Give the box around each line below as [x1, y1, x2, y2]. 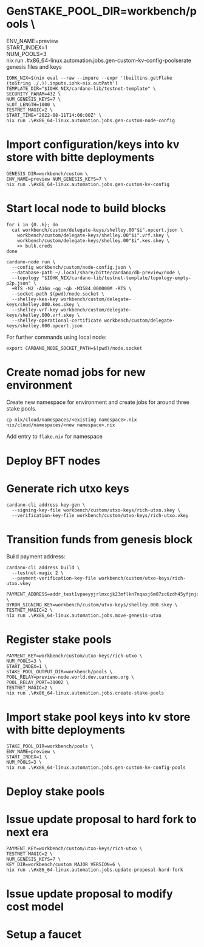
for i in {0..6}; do [6, 221, 59, 227]
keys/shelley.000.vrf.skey [6, 312, 75, 318]
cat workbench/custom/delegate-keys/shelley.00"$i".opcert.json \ [12, 227, 183, 233]
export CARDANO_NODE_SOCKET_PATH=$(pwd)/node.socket [6, 345, 143, 351]
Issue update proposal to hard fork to [6, 813, 197, 827]
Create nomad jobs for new [6, 366, 146, 379]
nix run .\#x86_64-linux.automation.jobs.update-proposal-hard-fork [6, 867, 183, 873]
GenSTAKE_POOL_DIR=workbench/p [6, 4, 197, 18]
